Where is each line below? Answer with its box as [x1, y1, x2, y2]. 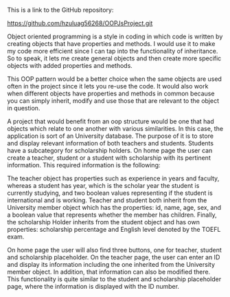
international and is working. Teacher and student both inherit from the [7, 196, 207, 204]
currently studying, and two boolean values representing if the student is [7, 189, 213, 197]
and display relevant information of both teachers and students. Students [7, 139, 214, 147]
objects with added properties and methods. [7, 62, 133, 69]
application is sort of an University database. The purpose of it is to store [7, 132, 214, 140]
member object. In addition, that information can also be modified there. [7, 268, 211, 276]
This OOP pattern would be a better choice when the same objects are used [7, 75, 222, 83]
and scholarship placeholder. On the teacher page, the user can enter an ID [7, 253, 220, 261]
